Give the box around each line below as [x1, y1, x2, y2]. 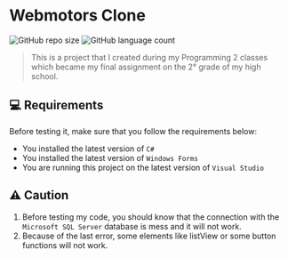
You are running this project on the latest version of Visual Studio [21, 162, 265, 173]
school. [30, 70, 59, 81]
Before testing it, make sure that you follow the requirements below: [9, 125, 258, 136]
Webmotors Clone [9, 5, 147, 26]
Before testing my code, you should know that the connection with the [21, 211, 280, 222]
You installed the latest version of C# [21, 143, 155, 154]
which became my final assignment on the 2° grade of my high [30, 61, 261, 72]
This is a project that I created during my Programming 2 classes [30, 52, 268, 62]
